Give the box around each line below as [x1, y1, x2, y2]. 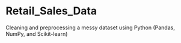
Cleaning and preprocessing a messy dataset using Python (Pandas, [5, 24, 175, 31]
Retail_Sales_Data [5, 4, 97, 18]
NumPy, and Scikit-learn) [5, 30, 68, 37]
